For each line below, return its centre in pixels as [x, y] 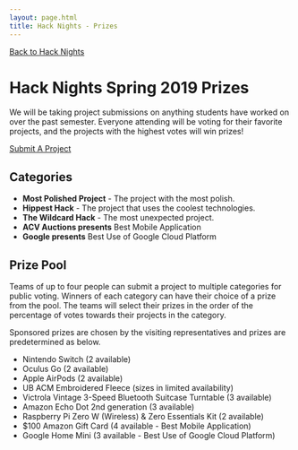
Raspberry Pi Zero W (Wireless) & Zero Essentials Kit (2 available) [143, 417]
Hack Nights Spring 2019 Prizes [129, 87]
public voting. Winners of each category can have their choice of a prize [143, 296]
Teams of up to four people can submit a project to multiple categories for [145, 287]
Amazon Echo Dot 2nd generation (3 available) [108, 407]
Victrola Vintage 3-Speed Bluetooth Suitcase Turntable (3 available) [147, 398]
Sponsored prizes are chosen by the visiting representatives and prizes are [148, 333]
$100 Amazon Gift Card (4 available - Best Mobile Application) [137, 426]
